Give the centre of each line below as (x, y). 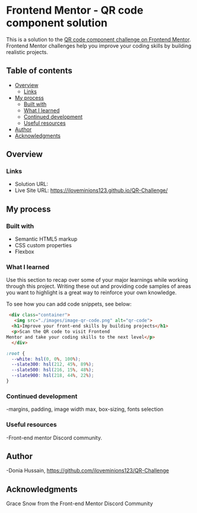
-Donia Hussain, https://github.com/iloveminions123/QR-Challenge (88, 471)
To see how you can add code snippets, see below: (69, 304)
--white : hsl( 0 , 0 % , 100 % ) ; (46, 359)
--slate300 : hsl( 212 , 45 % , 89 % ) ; (53, 364)
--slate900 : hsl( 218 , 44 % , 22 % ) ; (53, 376)
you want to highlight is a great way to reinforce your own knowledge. (91, 292)
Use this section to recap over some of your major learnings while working (97, 280)
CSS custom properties (43, 246)
